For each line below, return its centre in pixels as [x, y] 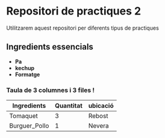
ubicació [101, 106]
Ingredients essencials [50, 47]
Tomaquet [23, 116]
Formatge [27, 74]
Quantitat [69, 106]
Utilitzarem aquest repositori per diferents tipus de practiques [83, 28]
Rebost [98, 116]
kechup [25, 68]
